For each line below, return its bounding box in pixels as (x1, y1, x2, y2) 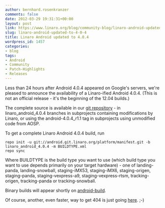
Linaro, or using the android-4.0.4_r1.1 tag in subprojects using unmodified (5, 115, 156, 121)
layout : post (5, 21, 32, 26)
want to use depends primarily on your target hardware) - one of (5, 162, 136, 168)
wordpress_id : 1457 (5, 39, 45, 44)
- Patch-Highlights (5, 67, 45, 72)
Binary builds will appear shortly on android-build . (5, 187, 107, 193)
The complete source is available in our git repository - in (5, 104, 121, 111)
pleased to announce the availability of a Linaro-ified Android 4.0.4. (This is (5, 90, 158, 96)
